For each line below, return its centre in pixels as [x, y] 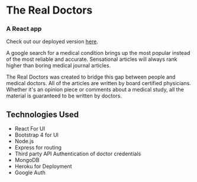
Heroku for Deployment [43, 167]
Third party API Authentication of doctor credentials [78, 154]
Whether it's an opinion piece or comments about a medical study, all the [95, 90]
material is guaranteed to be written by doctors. [64, 96]
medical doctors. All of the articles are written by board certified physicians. [98, 83]
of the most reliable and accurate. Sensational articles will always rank [92, 59]
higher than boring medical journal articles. [59, 66]
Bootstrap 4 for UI [37, 135]
